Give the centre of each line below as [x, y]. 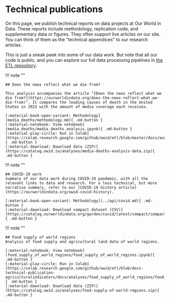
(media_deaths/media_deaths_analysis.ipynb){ [54, 129]
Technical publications [54, 9]
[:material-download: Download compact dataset [56, 210]
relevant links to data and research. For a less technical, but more [81, 183]
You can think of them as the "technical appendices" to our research [77, 40]
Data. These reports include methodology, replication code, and [72, 28]
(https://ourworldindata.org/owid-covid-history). [60, 192]
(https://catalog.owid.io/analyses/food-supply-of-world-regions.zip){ [82, 290]
